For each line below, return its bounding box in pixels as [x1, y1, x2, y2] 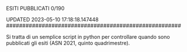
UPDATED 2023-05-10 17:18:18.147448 [6, 16, 99, 23]
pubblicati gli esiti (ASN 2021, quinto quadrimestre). [6, 40, 130, 46]
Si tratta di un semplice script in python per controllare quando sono [6, 34, 171, 40]
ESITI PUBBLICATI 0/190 [6, 5, 65, 12]
